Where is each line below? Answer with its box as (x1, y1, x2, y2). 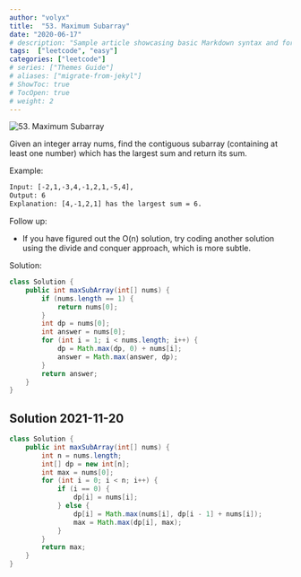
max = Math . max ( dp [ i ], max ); (73, 518, 182, 527)
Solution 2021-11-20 (9, 410, 125, 426)
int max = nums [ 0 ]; (41, 468, 115, 476)
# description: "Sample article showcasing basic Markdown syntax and (9, 38, 279, 48)
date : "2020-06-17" (9, 30, 82, 39)
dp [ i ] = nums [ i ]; (73, 493, 139, 503)
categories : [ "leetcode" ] (9, 55, 106, 64)
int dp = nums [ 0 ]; (41, 319, 110, 328)
